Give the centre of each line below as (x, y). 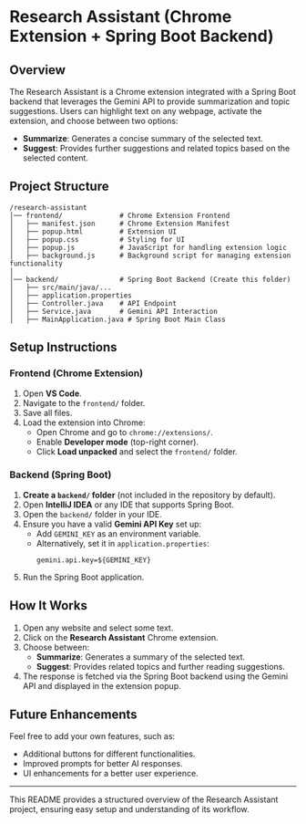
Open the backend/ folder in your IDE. (92, 514)
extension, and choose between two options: (94, 121)
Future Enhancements (74, 714)
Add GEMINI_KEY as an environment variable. (119, 533)
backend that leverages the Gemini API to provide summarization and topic (150, 101)
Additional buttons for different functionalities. (109, 754)
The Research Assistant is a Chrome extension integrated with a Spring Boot (153, 92)
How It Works (49, 605)
